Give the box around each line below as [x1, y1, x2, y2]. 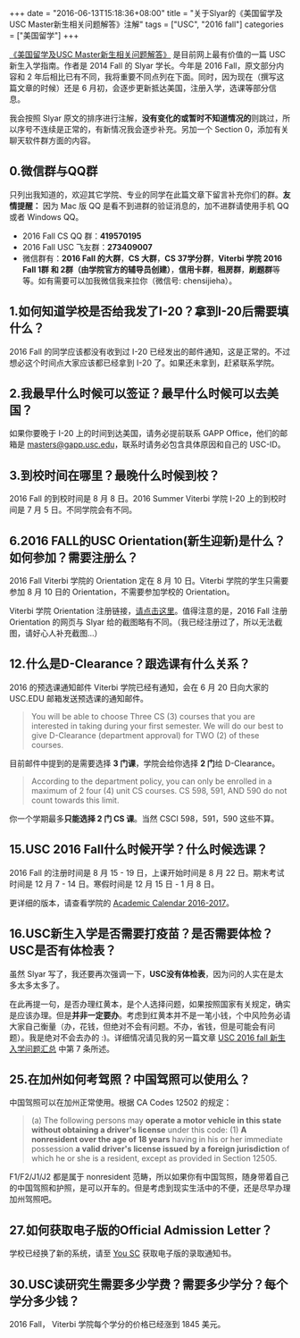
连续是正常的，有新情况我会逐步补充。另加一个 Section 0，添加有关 [39, 124, 289, 134]
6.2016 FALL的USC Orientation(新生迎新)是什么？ [9, 533, 286, 548]
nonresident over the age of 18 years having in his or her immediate [30, 1134, 284, 1145]
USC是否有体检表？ [9, 943, 117, 958]
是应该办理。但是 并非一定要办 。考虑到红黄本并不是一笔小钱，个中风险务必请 [9, 1009, 291, 1021]
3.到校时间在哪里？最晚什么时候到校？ [9, 467, 221, 483]
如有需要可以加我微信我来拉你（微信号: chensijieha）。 [37, 275, 237, 286]
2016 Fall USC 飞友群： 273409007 [21, 241, 154, 252]
